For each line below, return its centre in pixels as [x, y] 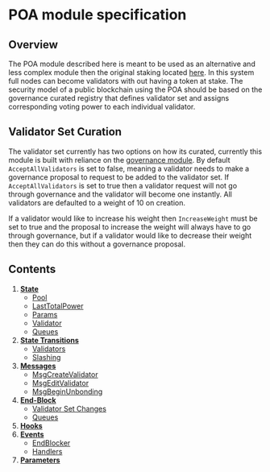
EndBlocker [51, 443]
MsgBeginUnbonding [67, 391]
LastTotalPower [58, 306]
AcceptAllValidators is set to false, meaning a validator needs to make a [129, 168]
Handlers [47, 451]
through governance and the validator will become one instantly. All [120, 194]
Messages [38, 366]
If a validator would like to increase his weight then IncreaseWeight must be [133, 218]
